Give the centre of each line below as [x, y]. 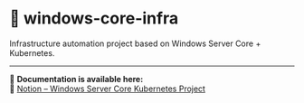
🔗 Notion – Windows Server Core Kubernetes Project [108, 89]
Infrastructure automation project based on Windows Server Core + [135, 43]
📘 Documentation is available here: [76, 79]
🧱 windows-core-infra [94, 19]
